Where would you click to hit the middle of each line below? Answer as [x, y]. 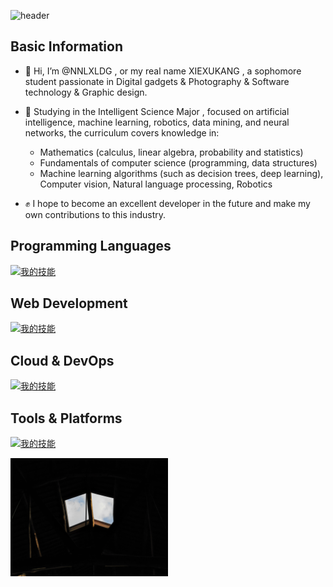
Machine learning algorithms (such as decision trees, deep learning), [181, 173]
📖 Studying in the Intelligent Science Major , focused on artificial [157, 111]
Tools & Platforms [66, 418]
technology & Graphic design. [86, 92]
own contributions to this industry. [95, 214]
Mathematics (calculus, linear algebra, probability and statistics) [171, 152]
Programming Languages [91, 246]
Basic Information [67, 46]
